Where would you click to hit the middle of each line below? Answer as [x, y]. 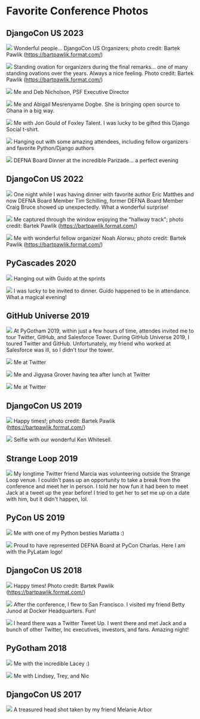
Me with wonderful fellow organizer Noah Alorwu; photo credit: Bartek [100, 238]
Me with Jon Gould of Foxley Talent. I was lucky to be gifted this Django [101, 123]
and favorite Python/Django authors [50, 148]
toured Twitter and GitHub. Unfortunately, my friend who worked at [89, 344]
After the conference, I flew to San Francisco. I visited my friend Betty [99, 604]
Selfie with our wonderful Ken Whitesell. [63, 440]
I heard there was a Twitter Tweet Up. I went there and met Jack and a [100, 623]
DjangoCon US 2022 [45, 179]
